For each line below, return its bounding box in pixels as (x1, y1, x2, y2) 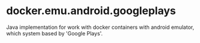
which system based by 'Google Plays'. (6, 29, 103, 37)
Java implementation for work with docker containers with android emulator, (6, 24, 195, 31)
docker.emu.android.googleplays (6, 4, 176, 18)
